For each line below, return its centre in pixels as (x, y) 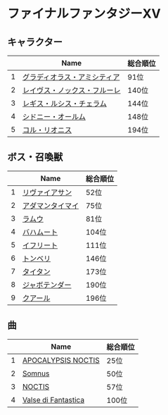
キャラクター (35, 42)
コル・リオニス (47, 130)
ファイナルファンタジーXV (84, 14)
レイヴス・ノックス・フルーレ (71, 90)
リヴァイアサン (47, 192)
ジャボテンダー (47, 285)
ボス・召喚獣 (35, 157)
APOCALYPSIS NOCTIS (61, 360)
